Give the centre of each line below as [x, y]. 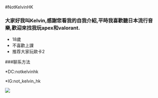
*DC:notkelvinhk [22, 72]
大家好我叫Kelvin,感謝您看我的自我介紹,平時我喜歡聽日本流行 [77, 20]
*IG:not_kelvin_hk [23, 81]
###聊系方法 [18, 62]
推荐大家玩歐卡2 [28, 52]
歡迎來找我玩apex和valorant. [46, 28]
